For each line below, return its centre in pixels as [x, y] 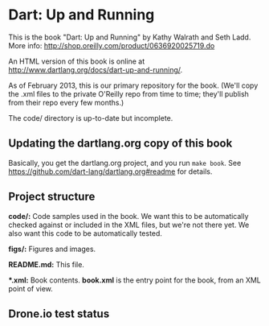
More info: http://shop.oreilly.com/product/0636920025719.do [112, 45]
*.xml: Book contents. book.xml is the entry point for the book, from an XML [134, 280]
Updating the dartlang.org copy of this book [120, 144]
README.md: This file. [46, 264]
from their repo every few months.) [66, 102]
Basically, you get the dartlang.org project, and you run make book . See [125, 163]
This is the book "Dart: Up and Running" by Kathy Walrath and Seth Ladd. [130, 37]
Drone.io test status [59, 314]
